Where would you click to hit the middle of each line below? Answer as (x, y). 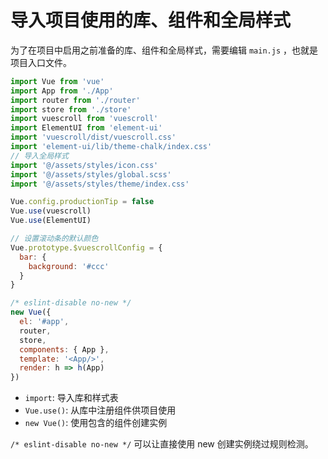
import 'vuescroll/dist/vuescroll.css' (93, 137)
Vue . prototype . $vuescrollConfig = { (86, 247)
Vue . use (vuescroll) (51, 211)
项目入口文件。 (41, 62)
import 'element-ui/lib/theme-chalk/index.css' (111, 147)
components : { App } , (64, 349)
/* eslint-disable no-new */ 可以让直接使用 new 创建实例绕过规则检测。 (162, 444)
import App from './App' (62, 91)
